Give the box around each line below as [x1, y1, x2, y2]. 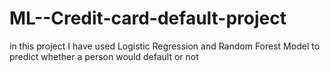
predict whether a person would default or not [9, 50, 199, 62]
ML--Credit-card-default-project [9, 7, 287, 30]
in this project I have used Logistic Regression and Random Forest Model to [9, 40, 321, 52]
